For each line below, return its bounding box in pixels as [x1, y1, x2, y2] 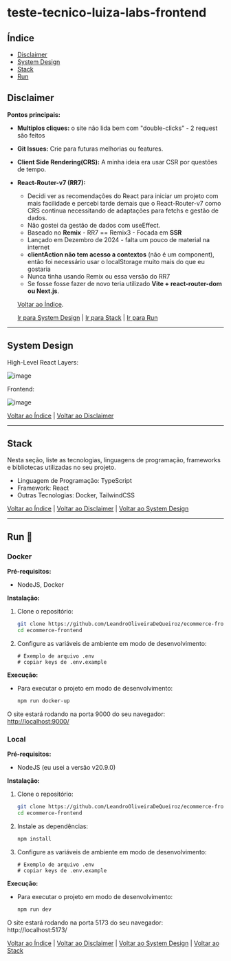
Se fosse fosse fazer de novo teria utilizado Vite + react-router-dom [27, 279, 222, 288]
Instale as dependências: [16, 822, 88, 830]
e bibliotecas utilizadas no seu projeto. [7, 463, 116, 472]
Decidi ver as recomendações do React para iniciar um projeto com [27, 191, 219, 200]
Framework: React [16, 484, 69, 493]
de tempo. [16, 165, 47, 173]
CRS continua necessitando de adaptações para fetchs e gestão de [27, 206, 219, 215]
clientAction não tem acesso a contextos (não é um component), [27, 250, 214, 259]
